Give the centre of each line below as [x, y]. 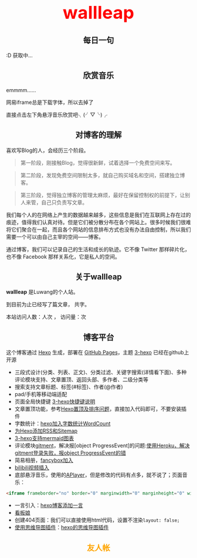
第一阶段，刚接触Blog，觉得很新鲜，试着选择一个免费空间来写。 [98, 163]
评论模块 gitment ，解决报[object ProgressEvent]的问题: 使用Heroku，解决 [102, 446]
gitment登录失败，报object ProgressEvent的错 [70, 453]
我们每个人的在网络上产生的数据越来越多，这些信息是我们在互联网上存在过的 [98, 215]
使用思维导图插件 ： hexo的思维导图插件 [62, 527]
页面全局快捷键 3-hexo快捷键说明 [55, 402]
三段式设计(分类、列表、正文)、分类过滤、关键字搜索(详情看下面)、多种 [101, 372]
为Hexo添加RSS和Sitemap [46, 431]
